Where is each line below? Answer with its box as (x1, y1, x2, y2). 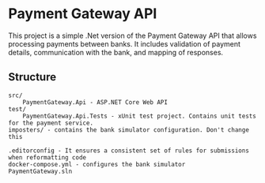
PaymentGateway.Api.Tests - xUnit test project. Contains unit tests (22, 112, 257, 120)
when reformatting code (8, 153, 87, 162)
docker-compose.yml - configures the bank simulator (8, 160, 186, 168)
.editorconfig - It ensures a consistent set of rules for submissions (8, 147, 249, 155)
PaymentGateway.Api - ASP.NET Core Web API (22, 98, 168, 106)
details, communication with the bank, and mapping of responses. (8, 47, 224, 57)
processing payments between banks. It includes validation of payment (8, 39, 241, 48)
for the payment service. (8, 119, 93, 127)
